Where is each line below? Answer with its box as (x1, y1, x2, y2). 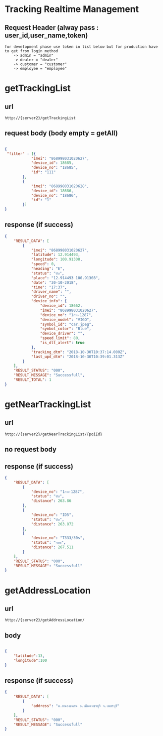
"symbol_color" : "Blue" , (40, 326, 92, 332)
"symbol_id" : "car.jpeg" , (40, 322, 94, 327)
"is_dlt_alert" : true (40, 340, 85, 345)
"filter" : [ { (6, 151, 36, 156)
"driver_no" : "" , (31, 294, 67, 299)
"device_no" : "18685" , (31, 165, 78, 170)
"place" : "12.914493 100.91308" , (31, 275, 100, 280)
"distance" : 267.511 (31, 545, 74, 550)
